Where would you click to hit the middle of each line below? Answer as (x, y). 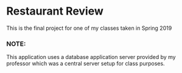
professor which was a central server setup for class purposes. (86, 64)
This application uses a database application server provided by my (91, 57)
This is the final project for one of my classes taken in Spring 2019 (89, 28)
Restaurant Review (55, 11)
